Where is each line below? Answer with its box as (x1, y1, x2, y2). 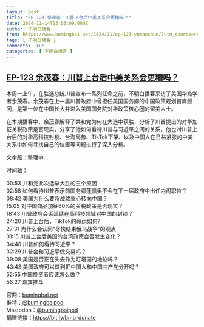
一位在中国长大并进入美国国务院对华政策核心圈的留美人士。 (27, 105, 177, 112)
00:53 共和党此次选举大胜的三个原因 (6, 179, 97, 187)
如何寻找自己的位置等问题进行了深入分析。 (22, 140, 129, 148)
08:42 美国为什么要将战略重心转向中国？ (6, 194, 108, 202)
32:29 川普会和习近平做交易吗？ (6, 247, 87, 255)
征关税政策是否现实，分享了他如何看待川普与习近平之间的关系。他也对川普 (6, 125, 192, 133)
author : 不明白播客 (6, 26, 51, 32)
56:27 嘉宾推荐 (6, 278, 44, 286)
